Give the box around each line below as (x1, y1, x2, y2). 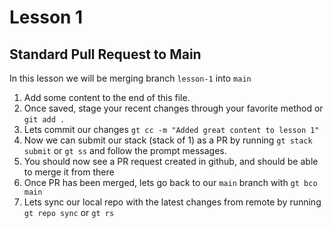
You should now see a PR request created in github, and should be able (23, 156, 319, 167)
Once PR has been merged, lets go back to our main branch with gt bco (23, 177, 318, 188)
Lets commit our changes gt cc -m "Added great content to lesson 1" (23, 124, 320, 135)
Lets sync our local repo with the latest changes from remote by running (23, 196, 322, 208)
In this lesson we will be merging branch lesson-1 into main (9, 72, 252, 84)
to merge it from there (23, 166, 115, 178)
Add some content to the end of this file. (23, 92, 191, 103)
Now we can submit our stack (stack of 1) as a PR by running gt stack (23, 134, 313, 146)
